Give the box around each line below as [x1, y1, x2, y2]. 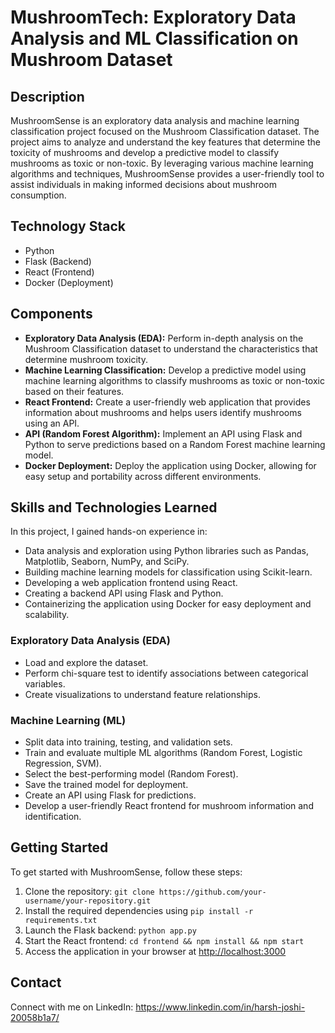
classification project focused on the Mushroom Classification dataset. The [10, 126, 320, 137]
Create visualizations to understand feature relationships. [24, 688, 261, 700]
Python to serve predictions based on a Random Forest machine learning [24, 438, 326, 450]
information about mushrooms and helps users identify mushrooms [24, 406, 302, 418]
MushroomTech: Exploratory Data [10, 6, 297, 29]
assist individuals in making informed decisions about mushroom [10, 179, 277, 190]
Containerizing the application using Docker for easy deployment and [24, 598, 312, 610]
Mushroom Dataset [10, 49, 173, 71]
